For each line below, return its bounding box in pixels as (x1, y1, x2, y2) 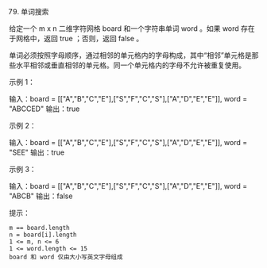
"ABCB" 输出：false (9, 191, 73, 201)
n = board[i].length (9, 231, 78, 239)
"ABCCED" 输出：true (9, 104, 80, 113)
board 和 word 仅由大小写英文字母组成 (9, 253, 123, 261)
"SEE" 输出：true (9, 147, 65, 157)
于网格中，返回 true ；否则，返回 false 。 (9, 34, 144, 43)
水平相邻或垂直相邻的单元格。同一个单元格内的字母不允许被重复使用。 (15, 60, 246, 70)
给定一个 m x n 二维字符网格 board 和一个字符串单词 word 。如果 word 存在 (9, 24, 255, 33)
